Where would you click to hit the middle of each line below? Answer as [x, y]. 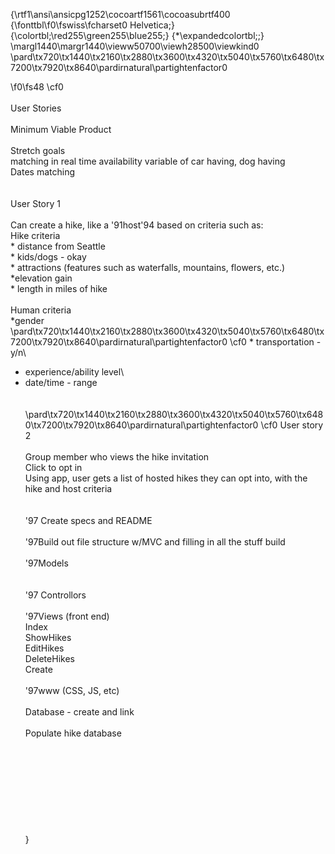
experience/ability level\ [74, 372]
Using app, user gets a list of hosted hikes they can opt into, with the [166, 478]
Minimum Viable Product [61, 129]
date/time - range [61, 382]
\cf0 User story [292, 425]
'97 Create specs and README [88, 520]
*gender [27, 320]
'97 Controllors [55, 595]
